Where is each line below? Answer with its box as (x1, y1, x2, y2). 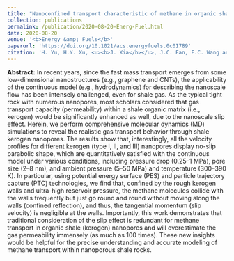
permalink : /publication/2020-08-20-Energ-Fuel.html (7, 23, 164, 30)
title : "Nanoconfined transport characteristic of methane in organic (7, 10, 217, 17)
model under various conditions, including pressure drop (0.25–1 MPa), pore (7, 157, 226, 165)
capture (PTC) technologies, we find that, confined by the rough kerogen (7, 179, 217, 187)
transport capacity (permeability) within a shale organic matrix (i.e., (7, 105, 201, 113)
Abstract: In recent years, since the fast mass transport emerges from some (7, 68, 227, 77)
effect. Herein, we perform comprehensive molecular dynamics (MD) (7, 120, 205, 128)
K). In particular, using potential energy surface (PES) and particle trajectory (7, 171, 225, 180)
